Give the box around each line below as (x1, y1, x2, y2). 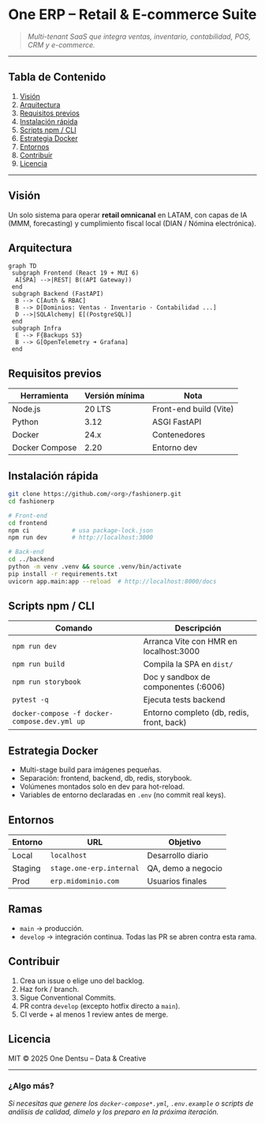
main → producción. (19, 923, 84, 933)
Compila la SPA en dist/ (143, 659, 233, 670)
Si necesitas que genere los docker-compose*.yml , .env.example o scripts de (8, 1098, 254, 1108)
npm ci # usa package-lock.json (8, 526, 154, 535)
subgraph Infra (11, 324, 62, 333)
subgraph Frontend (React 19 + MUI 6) (11, 269, 140, 278)
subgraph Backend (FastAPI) (11, 290, 104, 298)
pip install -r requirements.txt (8, 570, 118, 578)
